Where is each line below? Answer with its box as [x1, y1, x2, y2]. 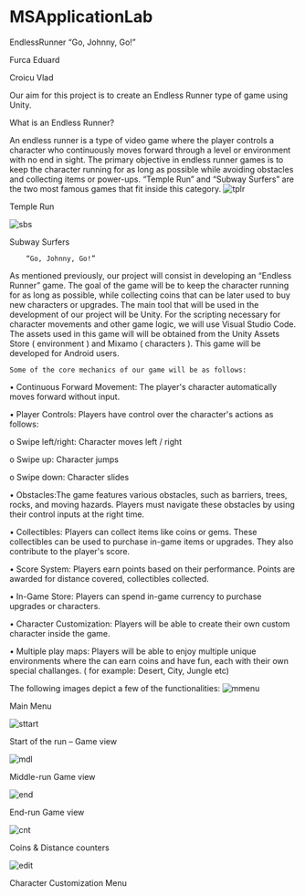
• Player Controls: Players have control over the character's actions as [9, 408, 274, 419]
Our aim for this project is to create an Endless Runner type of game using [9, 90, 289, 100]
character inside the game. [9, 627, 111, 638]
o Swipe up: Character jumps [9, 454, 119, 465]
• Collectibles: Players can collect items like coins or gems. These [9, 526, 258, 537]
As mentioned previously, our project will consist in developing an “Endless [9, 269, 292, 280]
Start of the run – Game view [9, 735, 117, 746]
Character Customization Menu [9, 877, 128, 888]
